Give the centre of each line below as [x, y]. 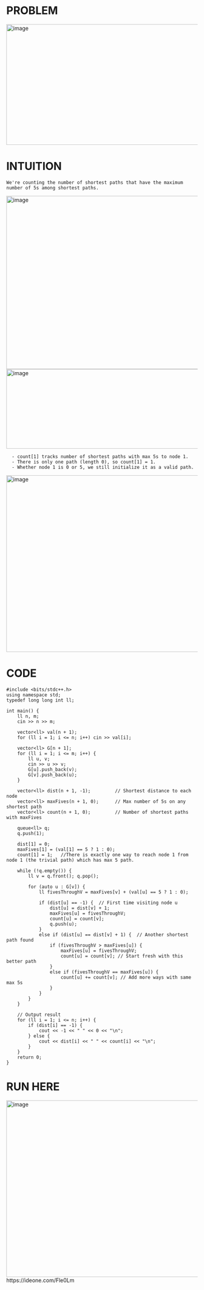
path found [20, 940]
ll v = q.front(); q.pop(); [63, 876]
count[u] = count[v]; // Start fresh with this [122, 956]
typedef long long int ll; [40, 700]
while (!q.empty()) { [44, 871]
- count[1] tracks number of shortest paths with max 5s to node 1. [100, 456]
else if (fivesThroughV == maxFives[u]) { [104, 972]
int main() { [23, 711]
